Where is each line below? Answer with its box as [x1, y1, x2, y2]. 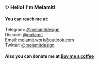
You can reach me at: [5, 16, 49, 22]
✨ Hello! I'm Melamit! [5, 4, 56, 11]
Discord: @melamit [5, 32, 43, 38]
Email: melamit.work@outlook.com [5, 37, 74, 43]
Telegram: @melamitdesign [5, 27, 60, 32]
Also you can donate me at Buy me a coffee [5, 53, 94, 59]
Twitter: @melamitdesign [5, 42, 55, 48]
